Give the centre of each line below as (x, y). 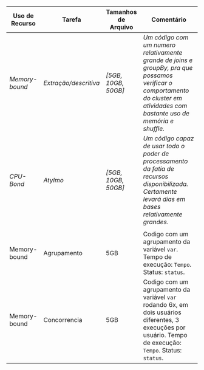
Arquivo (121, 27)
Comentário (169, 19)
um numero (159, 45)
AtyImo (53, 180)
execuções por (164, 327)
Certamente (160, 192)
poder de (156, 153)
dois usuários (162, 312)
